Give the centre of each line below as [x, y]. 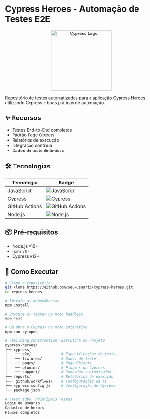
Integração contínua [32, 145]
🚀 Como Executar [32, 272]
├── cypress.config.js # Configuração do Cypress [60, 385]
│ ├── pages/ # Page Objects [48, 363]
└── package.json [22, 390]
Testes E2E [28, 19]
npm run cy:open [21, 332]
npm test [14, 318]
